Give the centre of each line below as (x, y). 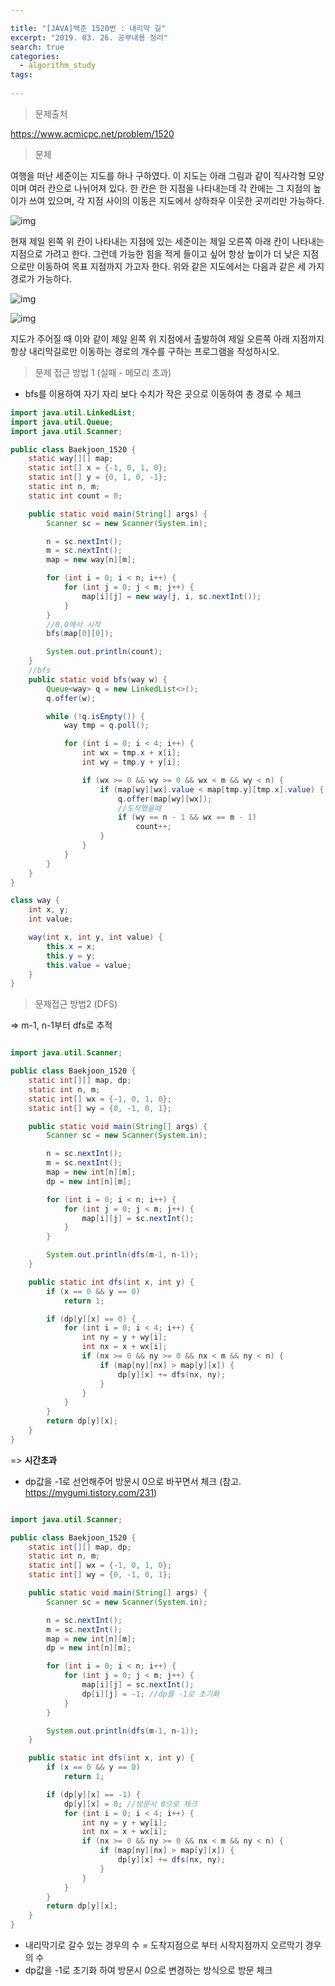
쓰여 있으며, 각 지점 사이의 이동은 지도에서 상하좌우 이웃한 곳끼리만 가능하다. (176, 200)
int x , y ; (49, 910)
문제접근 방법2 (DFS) (76, 1004)
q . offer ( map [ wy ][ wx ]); (165, 799)
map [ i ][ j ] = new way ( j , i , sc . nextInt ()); (171, 596)
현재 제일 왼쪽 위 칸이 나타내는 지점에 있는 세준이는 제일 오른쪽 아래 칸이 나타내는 (167, 241)
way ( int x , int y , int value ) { (95, 937)
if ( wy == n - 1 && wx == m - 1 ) (187, 817)
